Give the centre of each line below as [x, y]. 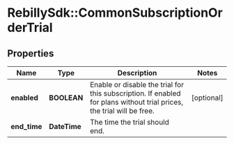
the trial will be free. [122, 111]
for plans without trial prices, [136, 102]
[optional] [207, 98]
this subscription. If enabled [135, 93]
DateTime [65, 127]
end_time [26, 127]
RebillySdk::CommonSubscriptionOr [115, 13]
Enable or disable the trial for [137, 85]
